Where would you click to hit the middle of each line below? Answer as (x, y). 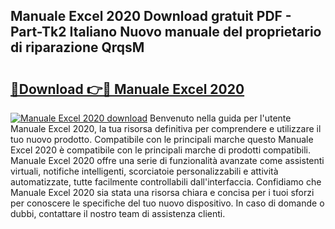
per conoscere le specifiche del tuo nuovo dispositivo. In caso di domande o (167, 203)
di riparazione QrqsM (77, 47)
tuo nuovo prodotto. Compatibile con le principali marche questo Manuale (162, 139)
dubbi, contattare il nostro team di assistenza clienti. (118, 213)
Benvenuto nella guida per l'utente (220, 118)
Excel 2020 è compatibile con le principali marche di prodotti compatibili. (160, 150)
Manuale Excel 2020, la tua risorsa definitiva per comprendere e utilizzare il (166, 128)
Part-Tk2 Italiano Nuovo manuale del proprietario (166, 32)
